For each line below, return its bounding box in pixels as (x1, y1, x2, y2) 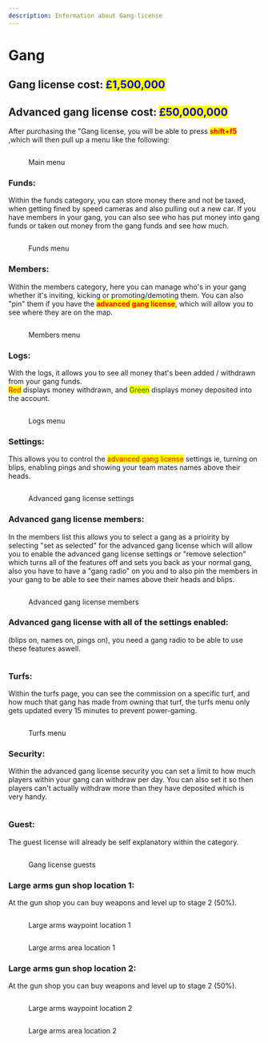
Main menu (28, 158, 66, 167)
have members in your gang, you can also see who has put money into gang (8, 213, 260, 223)
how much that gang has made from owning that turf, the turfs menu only (8, 697, 250, 707)
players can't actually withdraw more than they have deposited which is (8, 784, 245, 793)
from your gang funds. (8, 376, 82, 386)
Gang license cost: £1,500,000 (8, 78, 166, 92)
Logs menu (28, 415, 66, 425)
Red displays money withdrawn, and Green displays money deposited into (8, 385, 252, 395)
